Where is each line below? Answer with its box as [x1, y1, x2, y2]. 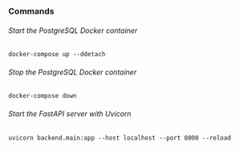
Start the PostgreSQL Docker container [8, 26, 138, 35]
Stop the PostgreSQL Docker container [8, 67, 137, 77]
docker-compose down [8, 92, 78, 100]
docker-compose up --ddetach [8, 51, 106, 59]
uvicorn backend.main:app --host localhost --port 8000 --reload [8, 134, 231, 142]
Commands [8, 6, 55, 17]
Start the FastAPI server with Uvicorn [8, 108, 132, 118]
